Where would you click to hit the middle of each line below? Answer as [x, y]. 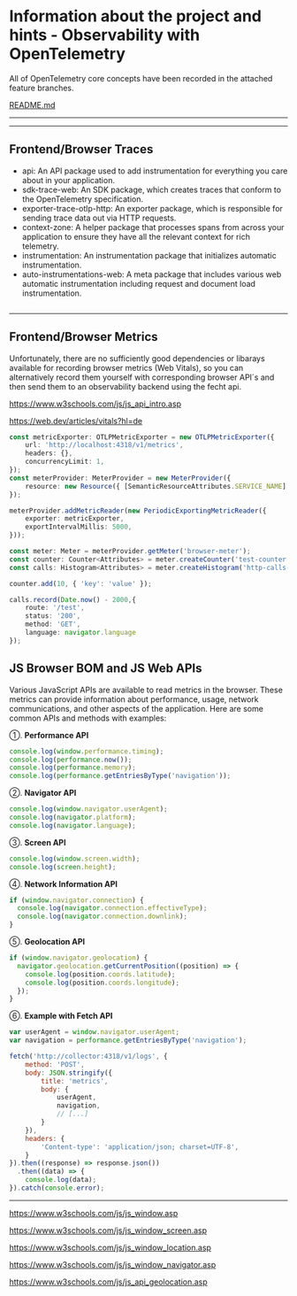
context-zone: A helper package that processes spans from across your [153, 227]
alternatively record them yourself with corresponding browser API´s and [142, 377]
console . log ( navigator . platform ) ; [73, 817]
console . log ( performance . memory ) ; [73, 768]
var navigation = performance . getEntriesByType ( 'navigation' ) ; [128, 1041]
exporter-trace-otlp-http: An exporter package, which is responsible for [152, 208]
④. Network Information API [63, 883]
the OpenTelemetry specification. [83, 199]
